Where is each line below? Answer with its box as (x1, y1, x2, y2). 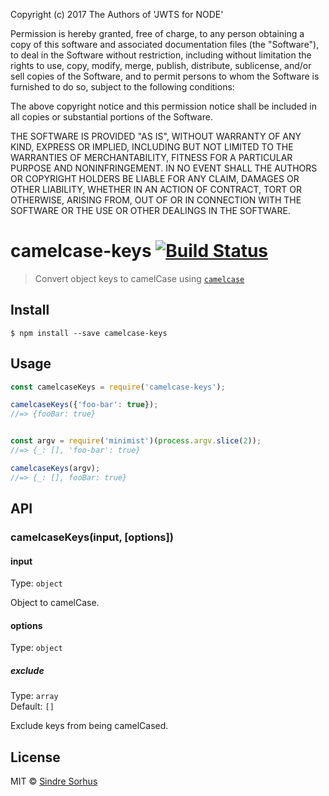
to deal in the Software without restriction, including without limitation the (10, 49, 312, 61)
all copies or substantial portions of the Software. (10, 111, 213, 123)
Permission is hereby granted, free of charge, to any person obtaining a (10, 28, 305, 39)
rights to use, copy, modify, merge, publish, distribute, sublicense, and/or (10, 60, 312, 71)
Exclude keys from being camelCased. (10, 720, 169, 732)
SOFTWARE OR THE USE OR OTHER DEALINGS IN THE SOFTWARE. (10, 205, 291, 216)
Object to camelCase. (10, 597, 100, 609)
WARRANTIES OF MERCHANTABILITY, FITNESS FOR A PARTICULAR (10, 152, 293, 163)
